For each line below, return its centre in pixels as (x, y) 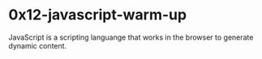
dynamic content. (38, 45)
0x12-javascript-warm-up (98, 15)
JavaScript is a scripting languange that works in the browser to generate (131, 37)
